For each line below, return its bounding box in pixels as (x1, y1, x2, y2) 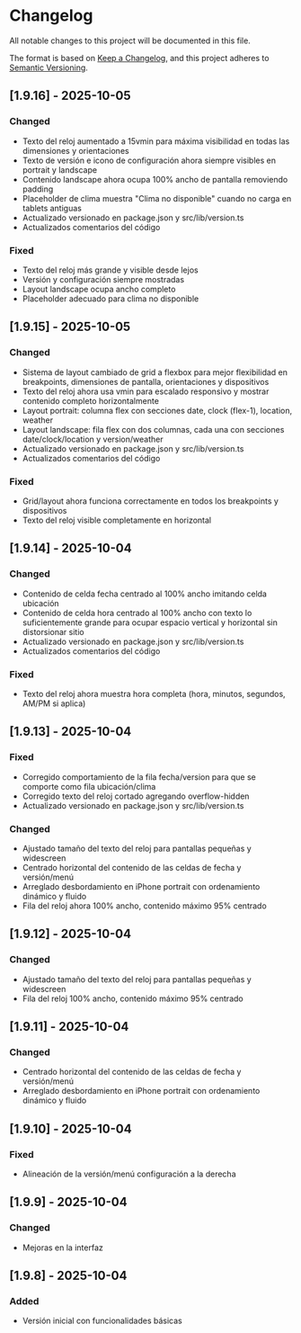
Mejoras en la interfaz (22, 1242, 103, 1253)
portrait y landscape (22, 164, 97, 175)
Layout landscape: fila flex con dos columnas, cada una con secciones (22, 424, 285, 434)
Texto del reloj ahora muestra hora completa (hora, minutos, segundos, (22, 688, 286, 699)
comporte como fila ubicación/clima (22, 781, 156, 792)
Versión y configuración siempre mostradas (22, 273, 185, 284)
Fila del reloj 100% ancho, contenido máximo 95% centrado (22, 993, 244, 1004)
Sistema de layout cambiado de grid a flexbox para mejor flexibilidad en (22, 366, 288, 378)
